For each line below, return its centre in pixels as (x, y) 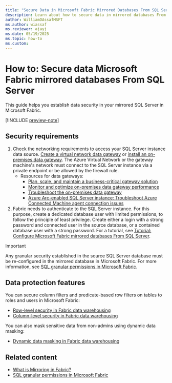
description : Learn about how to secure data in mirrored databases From (86, 15)
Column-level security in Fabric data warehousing (65, 316)
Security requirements (42, 136)
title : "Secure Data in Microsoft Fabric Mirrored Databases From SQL (82, 10)
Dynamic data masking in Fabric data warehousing (66, 341)
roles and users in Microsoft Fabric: (43, 300)
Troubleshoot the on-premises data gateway (75, 192)
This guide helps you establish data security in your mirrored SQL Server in (84, 105)
